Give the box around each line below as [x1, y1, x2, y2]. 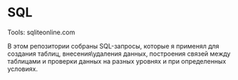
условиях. [7, 64, 38, 73]
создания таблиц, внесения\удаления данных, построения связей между [7, 49, 231, 58]
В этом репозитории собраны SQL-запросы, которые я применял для [7, 41, 219, 50]
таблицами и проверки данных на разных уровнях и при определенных [7, 56, 227, 65]
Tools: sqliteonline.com [7, 28, 76, 36]
